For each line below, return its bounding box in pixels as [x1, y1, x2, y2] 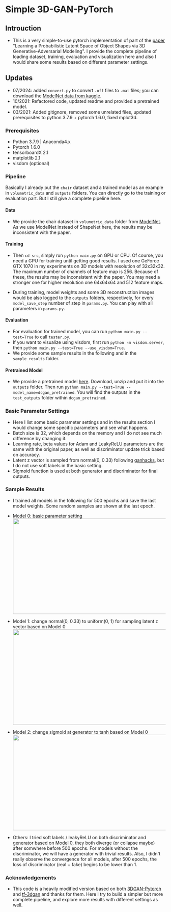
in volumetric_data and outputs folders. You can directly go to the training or [5, 190, 166, 196]
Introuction [5, 24, 42, 33]
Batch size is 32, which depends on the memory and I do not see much [12, 430, 162, 436]
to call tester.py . [35, 334, 71, 340]
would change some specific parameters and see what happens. [12, 424, 149, 431]
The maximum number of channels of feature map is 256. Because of [12, 269, 159, 275]
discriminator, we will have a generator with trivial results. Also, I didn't [12, 850, 161, 856]
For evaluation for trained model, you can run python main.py [12, 329, 141, 335]
